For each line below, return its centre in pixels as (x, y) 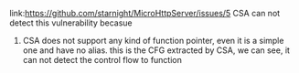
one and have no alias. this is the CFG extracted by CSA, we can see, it (156, 50)
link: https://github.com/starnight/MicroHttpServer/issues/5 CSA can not (145, 13)
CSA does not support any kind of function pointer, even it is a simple (153, 41)
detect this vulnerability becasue (71, 23)
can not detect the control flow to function (102, 60)
